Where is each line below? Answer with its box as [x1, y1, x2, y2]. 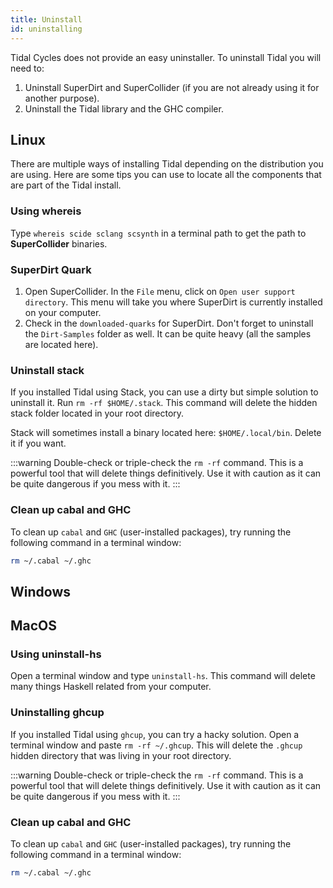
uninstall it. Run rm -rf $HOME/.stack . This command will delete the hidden [10, 397, 318, 409]
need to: [10, 62, 45, 74]
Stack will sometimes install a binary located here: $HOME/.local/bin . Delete [10, 427, 322, 439]
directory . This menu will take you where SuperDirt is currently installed [24, 296, 323, 308]
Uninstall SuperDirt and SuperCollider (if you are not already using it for [24, 81, 320, 93]
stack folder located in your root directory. [10, 407, 185, 420]
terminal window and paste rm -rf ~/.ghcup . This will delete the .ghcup [10, 739, 303, 751]
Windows [10, 583, 71, 600]
